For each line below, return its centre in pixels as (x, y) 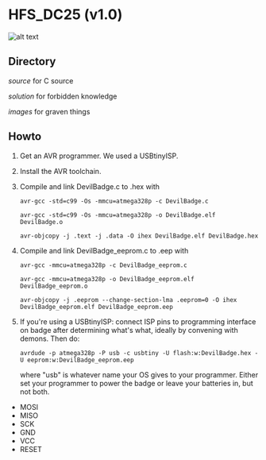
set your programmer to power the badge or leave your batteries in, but (137, 383)
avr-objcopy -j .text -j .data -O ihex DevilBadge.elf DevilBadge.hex (139, 236)
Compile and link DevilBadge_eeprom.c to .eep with (104, 250)
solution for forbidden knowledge (63, 96)
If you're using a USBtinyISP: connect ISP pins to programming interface (138, 321)
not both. (35, 392)
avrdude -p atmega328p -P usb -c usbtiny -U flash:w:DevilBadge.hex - (139, 353)
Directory (32, 62)
